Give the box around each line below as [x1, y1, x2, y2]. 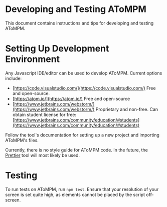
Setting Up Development [5, 43, 109, 54]
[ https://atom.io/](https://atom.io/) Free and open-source [12, 95, 130, 101]
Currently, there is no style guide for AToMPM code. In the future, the [5, 146, 148, 153]
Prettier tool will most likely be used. [5, 152, 80, 158]
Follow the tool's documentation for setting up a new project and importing [5, 131, 159, 138]
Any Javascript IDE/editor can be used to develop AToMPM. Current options [5, 70, 162, 76]
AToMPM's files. [5, 137, 39, 143]
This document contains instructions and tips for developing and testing [5, 20, 154, 26]
